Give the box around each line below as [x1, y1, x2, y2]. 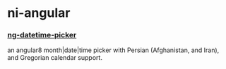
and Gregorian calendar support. [7, 54, 102, 62]
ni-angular [7, 5, 71, 21]
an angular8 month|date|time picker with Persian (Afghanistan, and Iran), [7, 46, 220, 54]
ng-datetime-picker [7, 30, 77, 40]
